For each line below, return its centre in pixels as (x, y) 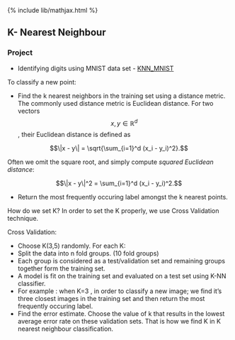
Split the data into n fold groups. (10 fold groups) (88, 253)
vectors (29, 111)
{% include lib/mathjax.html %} (53, 10)
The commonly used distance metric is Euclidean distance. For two (115, 103)
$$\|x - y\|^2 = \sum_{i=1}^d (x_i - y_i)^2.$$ (119, 183)
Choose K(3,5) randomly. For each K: (71, 246)
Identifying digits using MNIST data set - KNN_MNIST (96, 68)
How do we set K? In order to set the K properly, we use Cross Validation (113, 211)
